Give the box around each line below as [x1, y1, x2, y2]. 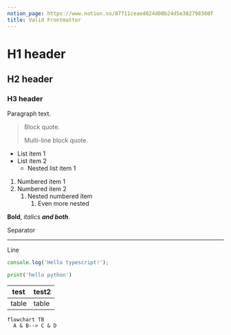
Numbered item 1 [16, 177, 66, 186]
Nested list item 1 [27, 164, 76, 173]
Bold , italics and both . [7, 213, 71, 221]
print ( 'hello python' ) [7, 272, 72, 279]
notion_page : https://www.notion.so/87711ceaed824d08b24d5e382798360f [7, 10, 214, 17]
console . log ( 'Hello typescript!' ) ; [7, 259, 109, 266]
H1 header [7, 46, 66, 62]
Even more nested [37, 199, 89, 208]
